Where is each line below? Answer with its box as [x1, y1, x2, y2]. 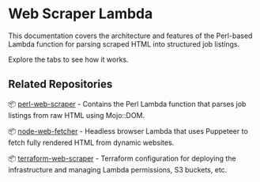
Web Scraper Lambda [8, 5, 153, 23]
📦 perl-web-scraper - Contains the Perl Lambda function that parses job [8, 99, 247, 108]
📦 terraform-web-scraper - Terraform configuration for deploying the [8, 154, 236, 163]
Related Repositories [8, 78, 113, 91]
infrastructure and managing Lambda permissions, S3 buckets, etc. [8, 165, 228, 174]
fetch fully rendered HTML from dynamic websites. [8, 138, 175, 147]
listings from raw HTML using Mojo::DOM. [8, 110, 145, 119]
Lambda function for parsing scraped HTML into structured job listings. [8, 39, 240, 48]
